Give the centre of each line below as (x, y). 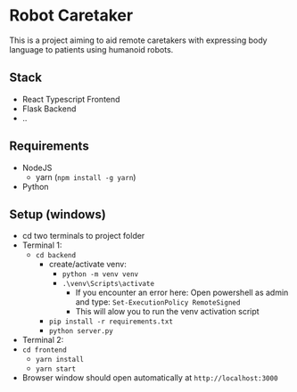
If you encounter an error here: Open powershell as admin (182, 293)
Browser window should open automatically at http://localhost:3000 (150, 378)
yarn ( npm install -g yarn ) (86, 177)
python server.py (81, 331)
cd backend (56, 256)
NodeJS (37, 167)
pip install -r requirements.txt (111, 322)
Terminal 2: (43, 340)
